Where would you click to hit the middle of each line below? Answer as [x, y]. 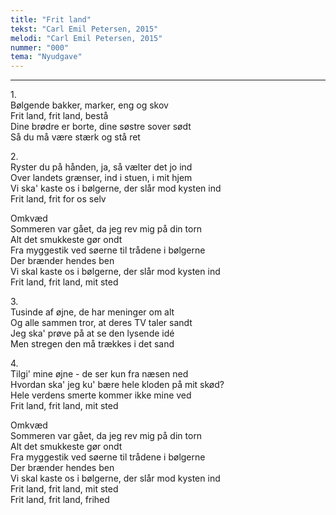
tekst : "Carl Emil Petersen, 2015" [84, 29]
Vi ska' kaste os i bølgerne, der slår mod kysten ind [116, 188]
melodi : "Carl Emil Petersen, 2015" [86, 38]
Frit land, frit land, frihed [60, 500]
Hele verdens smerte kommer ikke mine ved [101, 395]
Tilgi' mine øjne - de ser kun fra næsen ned [99, 374]
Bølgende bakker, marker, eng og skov [89, 105]
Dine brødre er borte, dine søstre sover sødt [101, 127]
